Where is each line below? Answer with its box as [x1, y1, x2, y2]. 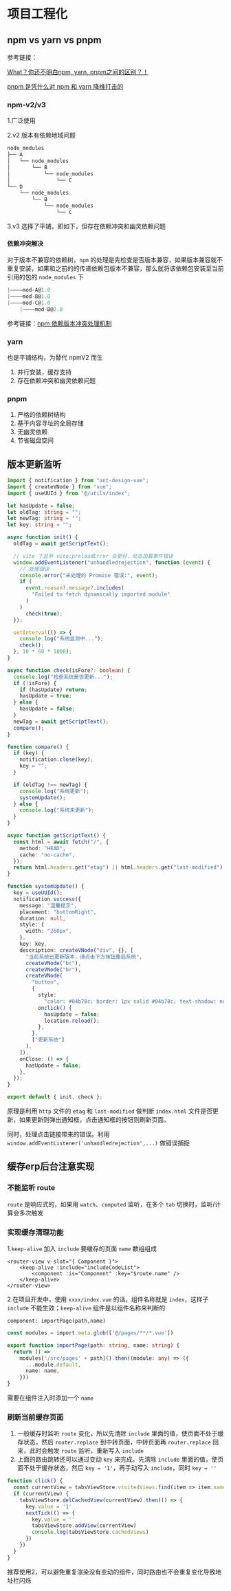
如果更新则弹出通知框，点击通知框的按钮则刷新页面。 [19, 1116, 170, 1124]
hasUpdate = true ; [19, 693, 72, 700]
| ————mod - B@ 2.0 [19, 305, 63, 313]
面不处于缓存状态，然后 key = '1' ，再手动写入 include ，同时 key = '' [16, 1464, 217, 1472]
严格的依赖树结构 [16, 411, 66, 419]
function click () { [7, 1478, 63, 1484]
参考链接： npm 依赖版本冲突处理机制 [7, 319, 112, 327]
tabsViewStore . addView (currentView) [32, 1522, 137, 1529]
